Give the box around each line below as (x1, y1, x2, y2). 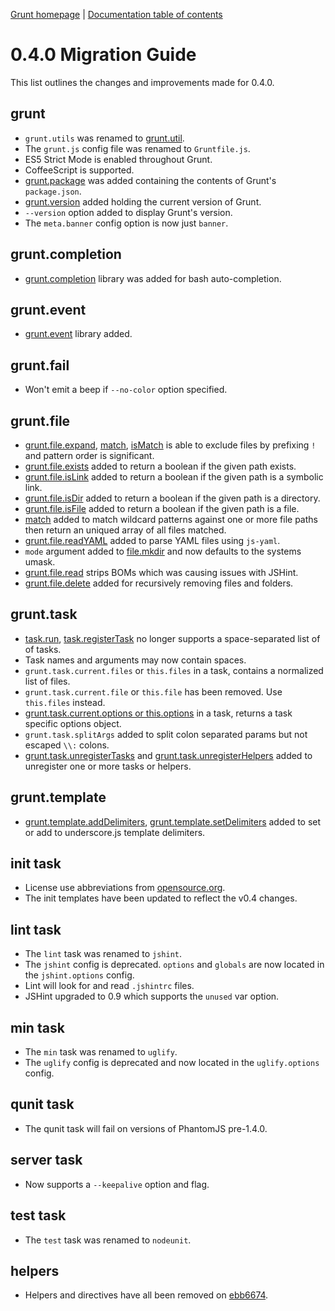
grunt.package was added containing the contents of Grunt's (24, 174, 277, 186)
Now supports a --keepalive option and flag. (24, 1178, 210, 1190)
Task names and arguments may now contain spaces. (24, 654, 247, 666)
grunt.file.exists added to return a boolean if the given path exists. (24, 460, 297, 472)
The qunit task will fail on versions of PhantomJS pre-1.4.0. (24, 1122, 268, 1134)
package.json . (24, 185, 82, 197)
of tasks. (24, 643, 62, 655)
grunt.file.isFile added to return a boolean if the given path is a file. (24, 503, 300, 514)
